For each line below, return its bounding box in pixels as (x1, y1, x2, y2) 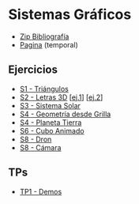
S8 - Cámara (19, 142, 62, 152)
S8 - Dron (19, 134, 52, 144)
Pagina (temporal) (19, 40, 79, 49)
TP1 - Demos (19, 187, 62, 196)
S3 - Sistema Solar (19, 100, 81, 110)
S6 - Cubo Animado (19, 126, 85, 135)
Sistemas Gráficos (8, 6, 132, 24)
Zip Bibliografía (19, 32, 69, 41)
